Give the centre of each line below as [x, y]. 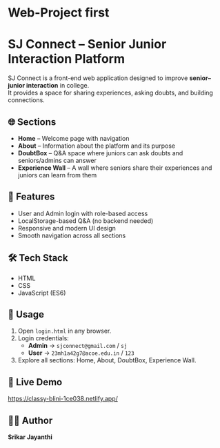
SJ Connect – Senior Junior [87, 45]
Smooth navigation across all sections [72, 235]
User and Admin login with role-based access [83, 213]
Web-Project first [59, 13]
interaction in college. [58, 86]
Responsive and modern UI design [67, 228]
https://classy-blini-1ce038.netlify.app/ [63, 399]
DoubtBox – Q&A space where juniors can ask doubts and [100, 153]
